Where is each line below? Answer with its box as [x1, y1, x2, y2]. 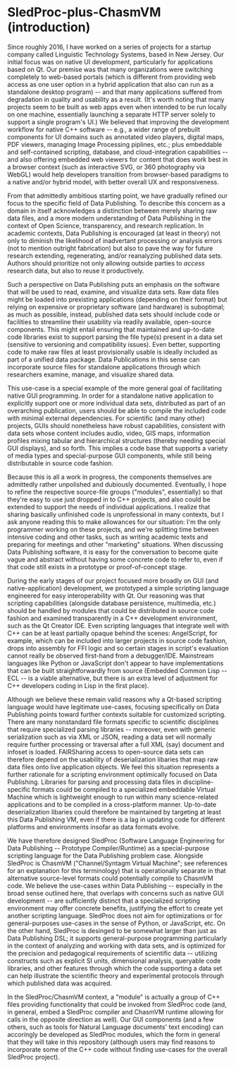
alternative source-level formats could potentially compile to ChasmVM [7, 874, 213, 882]
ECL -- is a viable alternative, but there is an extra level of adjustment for [7, 674, 218, 682]
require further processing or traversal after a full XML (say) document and [7, 740, 225, 749]
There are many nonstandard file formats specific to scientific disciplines [7, 718, 219, 726]
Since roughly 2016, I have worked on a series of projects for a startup [7, 42, 211, 51]
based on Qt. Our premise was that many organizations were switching [7, 65, 213, 73]
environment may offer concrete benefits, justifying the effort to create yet [7, 903, 223, 912]
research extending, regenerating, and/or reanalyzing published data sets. [7, 251, 223, 260]
